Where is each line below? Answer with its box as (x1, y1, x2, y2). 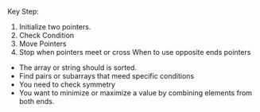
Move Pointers (18, 39, 67, 48)
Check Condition (18, 31, 75, 40)
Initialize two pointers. (18, 22, 91, 31)
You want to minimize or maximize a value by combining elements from (18, 88, 252, 98)
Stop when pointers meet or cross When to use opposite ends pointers (18, 48, 251, 56)
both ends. (18, 97, 55, 106)
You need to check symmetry (18, 79, 116, 89)
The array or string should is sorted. (18, 63, 137, 72)
